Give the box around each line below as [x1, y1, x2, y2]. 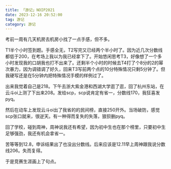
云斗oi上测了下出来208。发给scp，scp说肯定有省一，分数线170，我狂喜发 [5, 90, 160, 96]
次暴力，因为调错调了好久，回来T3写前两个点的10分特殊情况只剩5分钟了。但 [5, 66, 165, 72]
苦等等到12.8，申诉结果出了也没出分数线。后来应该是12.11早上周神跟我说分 [5, 141, 161, 148]
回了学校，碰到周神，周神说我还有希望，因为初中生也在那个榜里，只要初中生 [5, 124, 166, 130]
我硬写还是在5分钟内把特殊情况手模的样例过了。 [5, 72, 106, 79]
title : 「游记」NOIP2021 [5, 7, 55, 13]
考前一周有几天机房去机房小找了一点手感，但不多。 [5, 36, 112, 42]
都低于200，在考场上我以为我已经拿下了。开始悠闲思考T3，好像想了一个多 [5, 53, 162, 60]
